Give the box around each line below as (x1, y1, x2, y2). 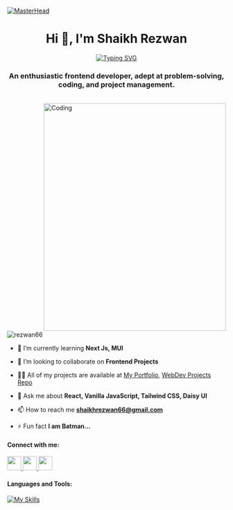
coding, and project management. (58, 80, 175, 90)
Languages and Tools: (7, 479, 73, 488)
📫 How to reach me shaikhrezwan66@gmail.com (17, 406, 163, 414)
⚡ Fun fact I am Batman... (17, 422, 92, 430)
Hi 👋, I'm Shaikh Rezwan (46, 31, 187, 46)
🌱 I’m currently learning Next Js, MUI (17, 344, 123, 352)
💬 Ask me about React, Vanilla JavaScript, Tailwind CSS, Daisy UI (17, 392, 208, 400)
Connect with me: (7, 441, 60, 449)
